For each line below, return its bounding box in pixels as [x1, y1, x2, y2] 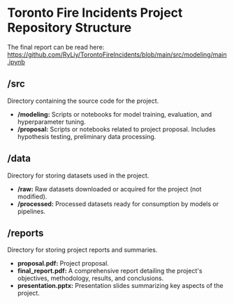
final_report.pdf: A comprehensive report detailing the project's [17, 267, 203, 275]
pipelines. [17, 207, 46, 215]
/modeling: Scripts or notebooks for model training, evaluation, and [17, 110, 212, 118]
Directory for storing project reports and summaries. [7, 246, 158, 254]
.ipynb [7, 57, 26, 66]
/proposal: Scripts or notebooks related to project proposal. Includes [17, 124, 216, 133]
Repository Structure [7, 20, 132, 36]
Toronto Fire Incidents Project [7, 5, 183, 21]
